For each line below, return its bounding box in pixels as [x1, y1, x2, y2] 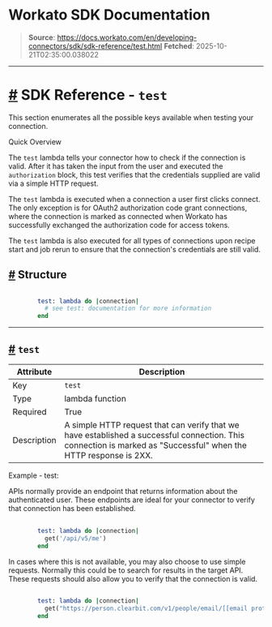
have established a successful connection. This [64, 430, 245, 440]
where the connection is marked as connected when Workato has [8, 211, 228, 221]
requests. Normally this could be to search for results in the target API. [8, 565, 244, 575]
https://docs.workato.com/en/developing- [57, 32, 198, 42]
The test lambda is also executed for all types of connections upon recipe [8, 235, 256, 245]
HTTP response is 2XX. [64, 450, 154, 461]
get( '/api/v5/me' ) [44, 534, 107, 543]
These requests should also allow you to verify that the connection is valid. [8, 573, 257, 583]
